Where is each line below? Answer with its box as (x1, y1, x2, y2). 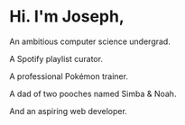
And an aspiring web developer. (9, 105, 128, 116)
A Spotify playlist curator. (9, 53, 104, 64)
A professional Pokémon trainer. (9, 70, 129, 82)
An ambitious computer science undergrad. (9, 36, 171, 47)
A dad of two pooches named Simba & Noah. (9, 88, 177, 99)
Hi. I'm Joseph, (9, 6, 125, 27)
